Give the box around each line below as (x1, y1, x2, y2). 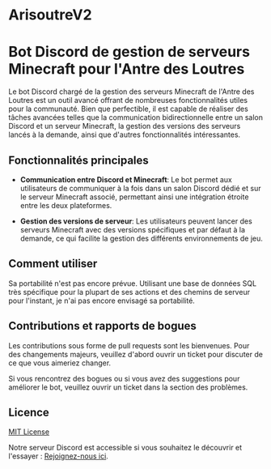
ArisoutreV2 (8, 6, 92, 24)
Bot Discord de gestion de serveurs (8, 43, 251, 62)
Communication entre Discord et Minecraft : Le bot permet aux (19, 174, 232, 184)
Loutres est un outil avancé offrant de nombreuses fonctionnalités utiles (8, 96, 248, 105)
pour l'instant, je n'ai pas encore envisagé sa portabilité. (8, 296, 196, 305)
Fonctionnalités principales (8, 153, 150, 167)
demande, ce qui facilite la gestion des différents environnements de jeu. (19, 233, 263, 243)
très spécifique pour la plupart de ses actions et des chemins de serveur (8, 287, 251, 296)
